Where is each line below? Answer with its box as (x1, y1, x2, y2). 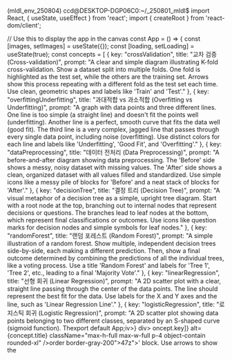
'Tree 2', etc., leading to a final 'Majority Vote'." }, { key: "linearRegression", (7, 269, 220, 276)
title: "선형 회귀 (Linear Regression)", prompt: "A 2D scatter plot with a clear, (7, 277, 222, 285)
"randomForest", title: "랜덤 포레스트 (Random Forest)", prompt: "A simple (7, 231, 213, 240)
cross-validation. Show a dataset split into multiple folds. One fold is (7, 66, 201, 73)
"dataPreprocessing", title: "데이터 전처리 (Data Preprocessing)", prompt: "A (7, 149, 220, 156)
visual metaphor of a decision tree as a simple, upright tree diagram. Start (7, 194, 217, 202)
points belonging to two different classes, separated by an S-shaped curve (7, 316, 220, 325)
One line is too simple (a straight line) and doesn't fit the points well (7, 111, 199, 119)
